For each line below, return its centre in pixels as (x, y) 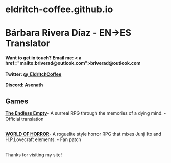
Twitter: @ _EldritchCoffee (33, 74)
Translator (28, 44)
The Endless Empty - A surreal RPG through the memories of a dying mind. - (86, 113)
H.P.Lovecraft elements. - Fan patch (43, 139)
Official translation (25, 119)
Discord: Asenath (24, 85)
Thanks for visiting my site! (34, 155)
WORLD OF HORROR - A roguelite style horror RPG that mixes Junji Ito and (83, 134)
